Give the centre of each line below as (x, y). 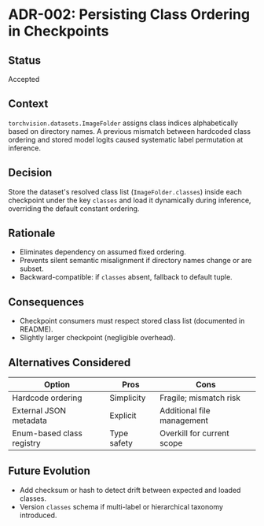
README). (36, 329)
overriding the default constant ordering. (74, 208)
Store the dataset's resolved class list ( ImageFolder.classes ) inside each (125, 191)
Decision (30, 173)
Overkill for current (194, 433)
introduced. (38, 515)
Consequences (46, 302)
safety (121, 443)
